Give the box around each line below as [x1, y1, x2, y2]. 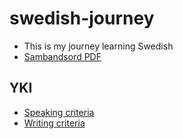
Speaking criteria [23, 106, 95, 118]
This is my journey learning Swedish [23, 40, 174, 52]
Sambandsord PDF [23, 50, 102, 62]
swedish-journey [9, 7, 155, 30]
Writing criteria [23, 117, 86, 129]
